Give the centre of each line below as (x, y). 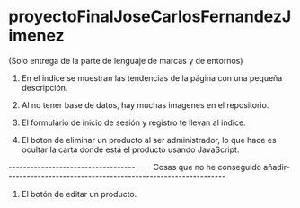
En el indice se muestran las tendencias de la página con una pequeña (152, 77)
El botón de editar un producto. (79, 194)
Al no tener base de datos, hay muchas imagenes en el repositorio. (145, 104)
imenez (36, 36)
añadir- (277, 167)
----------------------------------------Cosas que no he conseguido (135, 167)
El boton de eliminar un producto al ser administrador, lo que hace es (149, 140)
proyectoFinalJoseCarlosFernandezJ (150, 17)
